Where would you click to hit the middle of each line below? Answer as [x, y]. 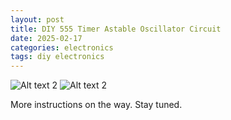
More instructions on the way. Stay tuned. [96, 105]
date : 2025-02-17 [46, 38]
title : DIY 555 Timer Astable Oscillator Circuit [116, 29]
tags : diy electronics [57, 57]
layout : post [37, 19]
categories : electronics [62, 47]
